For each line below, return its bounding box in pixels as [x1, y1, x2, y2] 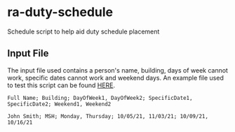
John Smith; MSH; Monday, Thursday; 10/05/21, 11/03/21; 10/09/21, [7, 112, 209, 119]
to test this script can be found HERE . [7, 81, 116, 89]
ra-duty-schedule [7, 4, 114, 20]
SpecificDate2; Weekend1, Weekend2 [7, 101, 112, 108]
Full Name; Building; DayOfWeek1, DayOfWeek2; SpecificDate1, [7, 94, 193, 101]
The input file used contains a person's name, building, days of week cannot [7, 66, 228, 74]
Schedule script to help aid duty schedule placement [7, 27, 160, 36]
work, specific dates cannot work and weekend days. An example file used [7, 73, 224, 82]
